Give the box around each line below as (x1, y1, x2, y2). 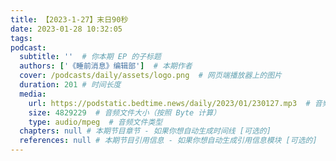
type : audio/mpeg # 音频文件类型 (28, 117, 163, 127)
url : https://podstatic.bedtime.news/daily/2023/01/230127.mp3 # (28, 98, 311, 108)
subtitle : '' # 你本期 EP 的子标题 (19, 52, 162, 62)
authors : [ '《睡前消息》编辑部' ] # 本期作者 (19, 61, 193, 71)
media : (19, 89, 47, 99)
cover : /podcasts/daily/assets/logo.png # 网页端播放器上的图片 (19, 71, 282, 81)
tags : (10, 33, 33, 43)
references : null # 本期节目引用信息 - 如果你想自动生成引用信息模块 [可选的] (19, 136, 318, 146)
